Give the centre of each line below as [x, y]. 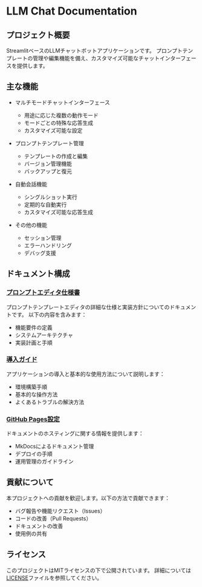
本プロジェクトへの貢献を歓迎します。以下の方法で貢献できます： [88, 498]
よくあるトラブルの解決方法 [50, 402]
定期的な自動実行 [45, 205]
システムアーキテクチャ [44, 335]
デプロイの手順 [34, 454]
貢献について [30, 482]
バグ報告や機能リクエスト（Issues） [60, 511]
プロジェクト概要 [38, 35]
